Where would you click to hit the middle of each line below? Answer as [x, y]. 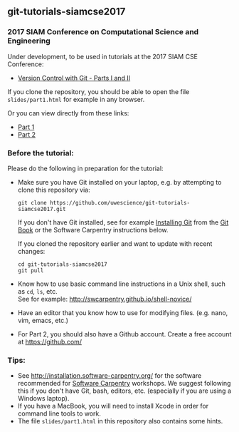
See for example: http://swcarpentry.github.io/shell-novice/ [105, 299]
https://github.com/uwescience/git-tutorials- [120, 202]
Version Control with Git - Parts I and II [74, 78]
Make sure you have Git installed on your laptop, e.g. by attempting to [119, 182]
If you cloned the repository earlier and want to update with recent [115, 243]
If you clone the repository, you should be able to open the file [99, 91]
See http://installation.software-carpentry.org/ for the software [110, 376]
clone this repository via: [54, 190]
